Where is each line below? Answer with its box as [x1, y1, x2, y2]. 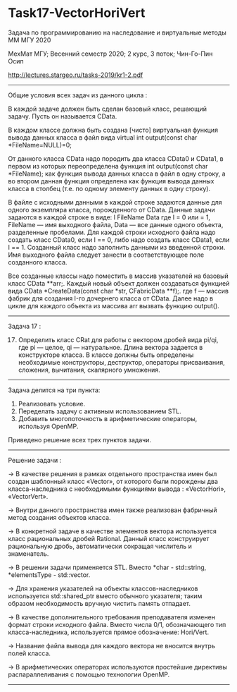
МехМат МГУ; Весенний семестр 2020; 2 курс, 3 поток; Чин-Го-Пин [8, 49, 213, 58]
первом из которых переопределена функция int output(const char [8, 162, 208, 170]
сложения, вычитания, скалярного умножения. [18, 365, 160, 374]
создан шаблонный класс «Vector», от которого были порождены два [8, 477, 219, 485]
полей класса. [8, 649, 51, 657]
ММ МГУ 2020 [8, 35, 51, 44]
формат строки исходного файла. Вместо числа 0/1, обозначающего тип [8, 620, 226, 629]
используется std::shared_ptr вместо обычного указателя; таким [8, 591, 203, 600]
